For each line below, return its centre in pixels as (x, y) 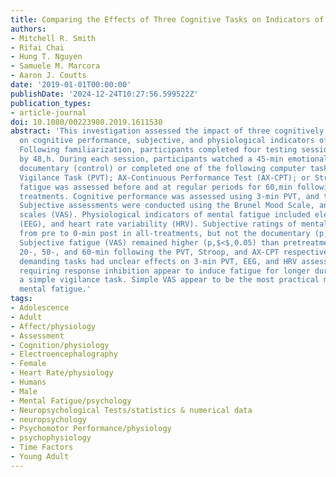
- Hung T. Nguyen (46, 57)
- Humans (28, 382)
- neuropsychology (48, 419)
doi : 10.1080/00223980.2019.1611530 (86, 122)
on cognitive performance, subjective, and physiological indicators (167, 141)
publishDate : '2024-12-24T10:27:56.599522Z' (104, 94)
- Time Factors (42, 447)
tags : (21, 299)
